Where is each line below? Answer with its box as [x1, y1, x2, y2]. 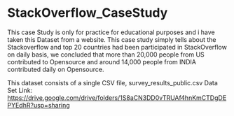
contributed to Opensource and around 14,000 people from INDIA [7, 57, 196, 66]
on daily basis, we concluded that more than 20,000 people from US [7, 50, 205, 59]
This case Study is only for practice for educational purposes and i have [7, 28, 215, 36]
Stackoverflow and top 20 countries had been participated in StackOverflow [7, 43, 228, 51]
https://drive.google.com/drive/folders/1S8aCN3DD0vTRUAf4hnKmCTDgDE [7, 93, 227, 102]
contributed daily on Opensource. [7, 65, 104, 73]
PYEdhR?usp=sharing [7, 101, 70, 109]
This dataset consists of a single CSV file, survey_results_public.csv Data [7, 78, 219, 87]
